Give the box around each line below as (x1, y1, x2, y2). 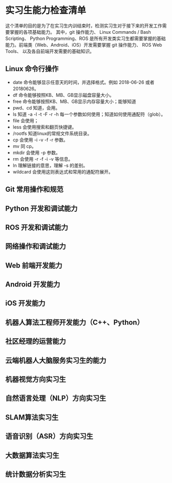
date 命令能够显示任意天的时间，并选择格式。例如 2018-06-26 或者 (12, 79, 155, 85)
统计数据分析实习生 (5, 470, 66, 478)
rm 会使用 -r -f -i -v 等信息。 (12, 156, 73, 162)
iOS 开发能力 (5, 299, 46, 308)
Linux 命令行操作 (5, 64, 59, 73)
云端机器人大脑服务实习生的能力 (5, 356, 106, 365)
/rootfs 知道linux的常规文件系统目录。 (12, 130, 92, 136)
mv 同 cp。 (12, 143, 37, 149)
